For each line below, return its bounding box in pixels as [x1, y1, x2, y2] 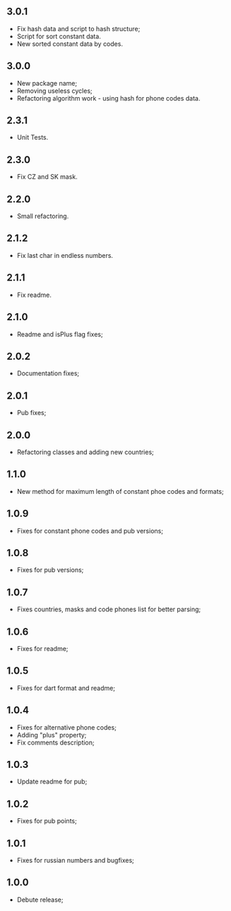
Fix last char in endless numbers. [16, 251, 114, 259]
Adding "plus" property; [16, 730, 87, 739]
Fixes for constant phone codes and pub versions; [16, 526, 164, 535]
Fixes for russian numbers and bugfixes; [16, 856, 135, 865]
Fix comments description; [16, 738, 95, 747]
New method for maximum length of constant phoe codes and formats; [16, 487, 224, 495]
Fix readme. [16, 290, 52, 299]
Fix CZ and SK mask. [16, 173, 78, 181]
